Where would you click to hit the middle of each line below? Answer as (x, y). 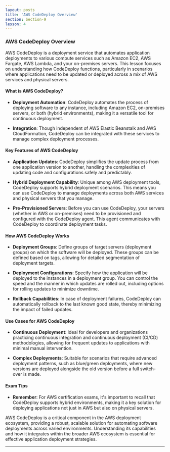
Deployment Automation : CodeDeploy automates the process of (80, 102)
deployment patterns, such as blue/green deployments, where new (82, 364)
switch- (148, 369)
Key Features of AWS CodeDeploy (42, 150)
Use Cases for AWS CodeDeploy (40, 321)
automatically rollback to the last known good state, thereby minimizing (87, 304)
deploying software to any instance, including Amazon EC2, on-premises (89, 108)
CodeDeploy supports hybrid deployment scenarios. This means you (84, 187)
